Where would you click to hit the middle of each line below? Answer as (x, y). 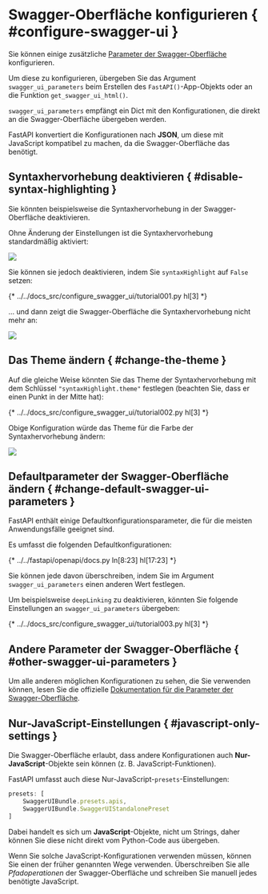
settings (29, 736)
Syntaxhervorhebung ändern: (57, 436)
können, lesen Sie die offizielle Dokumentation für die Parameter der (121, 690)
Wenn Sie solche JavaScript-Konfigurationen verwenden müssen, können (130, 856)
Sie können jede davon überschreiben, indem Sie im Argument (111, 576)
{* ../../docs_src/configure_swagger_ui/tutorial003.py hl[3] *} (109, 624)
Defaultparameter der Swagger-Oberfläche (119, 476)
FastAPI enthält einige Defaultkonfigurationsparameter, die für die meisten (130, 521)
